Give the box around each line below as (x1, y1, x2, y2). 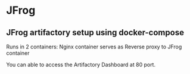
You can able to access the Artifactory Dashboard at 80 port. (6, 61, 156, 68)
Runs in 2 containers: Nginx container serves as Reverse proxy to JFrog (6, 43, 182, 50)
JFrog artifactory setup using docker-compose (6, 27, 185, 38)
